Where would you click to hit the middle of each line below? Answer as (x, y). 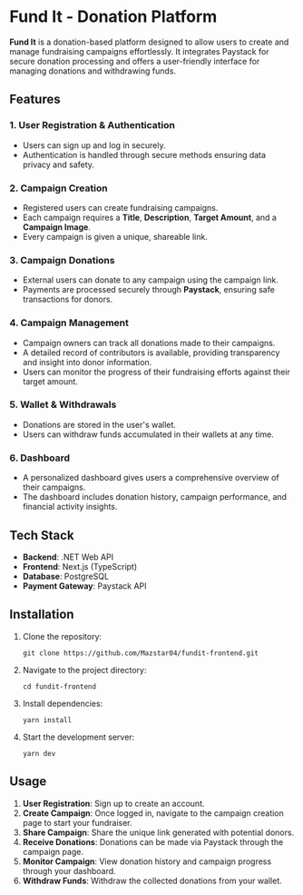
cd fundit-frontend (59, 686)
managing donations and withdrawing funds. (93, 71)
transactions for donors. (68, 299)
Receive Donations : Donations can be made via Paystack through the (153, 841)
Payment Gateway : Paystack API (84, 586)
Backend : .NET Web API (68, 557)
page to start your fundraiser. (78, 822)
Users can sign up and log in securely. (94, 145)
